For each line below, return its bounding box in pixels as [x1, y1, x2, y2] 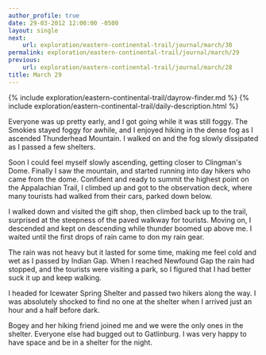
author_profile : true [8, 11, 80, 20]
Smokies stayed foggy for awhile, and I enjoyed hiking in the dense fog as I [8, 125, 253, 135]
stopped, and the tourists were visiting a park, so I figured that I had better [8, 264, 252, 274]
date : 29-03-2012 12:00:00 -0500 [8, 19, 119, 27]
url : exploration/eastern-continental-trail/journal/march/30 [22, 41, 233, 49]
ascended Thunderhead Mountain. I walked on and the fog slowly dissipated [8, 133, 259, 143]
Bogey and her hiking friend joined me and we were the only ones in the [8, 320, 244, 330]
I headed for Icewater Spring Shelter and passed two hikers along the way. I [8, 288, 256, 298]
